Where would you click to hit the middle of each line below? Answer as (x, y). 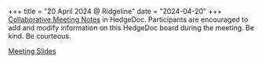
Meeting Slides (32, 51)
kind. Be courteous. (40, 36)
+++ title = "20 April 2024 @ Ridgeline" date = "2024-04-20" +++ (115, 11)
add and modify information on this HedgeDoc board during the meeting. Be (131, 28)
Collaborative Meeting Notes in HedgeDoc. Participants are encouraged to (128, 19)
